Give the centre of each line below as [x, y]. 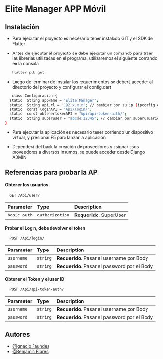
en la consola [25, 63]
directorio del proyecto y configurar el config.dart [62, 87]
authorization [53, 215]
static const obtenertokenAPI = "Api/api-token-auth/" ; [68, 114]
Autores [17, 334]
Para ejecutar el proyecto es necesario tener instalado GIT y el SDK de [82, 38]
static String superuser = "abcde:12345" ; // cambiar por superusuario [84, 118]
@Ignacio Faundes [31, 346]
